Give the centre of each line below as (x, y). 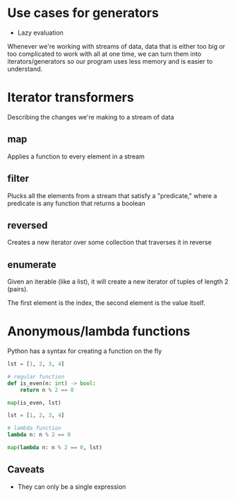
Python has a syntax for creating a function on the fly (85, 351)
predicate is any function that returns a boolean (77, 203)
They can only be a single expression (72, 487)
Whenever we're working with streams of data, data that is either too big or (116, 46)
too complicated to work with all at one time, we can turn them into (104, 54)
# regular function (36, 376)
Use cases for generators (83, 13)
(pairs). (18, 289)
